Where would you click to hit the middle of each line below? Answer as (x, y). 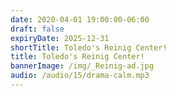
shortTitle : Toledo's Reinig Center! (89, 47)
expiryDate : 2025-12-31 (60, 38)
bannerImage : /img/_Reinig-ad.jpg (82, 66)
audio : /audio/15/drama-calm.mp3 (80, 76)
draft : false (37, 29)
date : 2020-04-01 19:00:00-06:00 (80, 19)
